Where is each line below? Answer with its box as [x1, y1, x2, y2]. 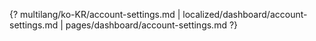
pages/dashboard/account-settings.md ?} [65, 19, 239, 31]
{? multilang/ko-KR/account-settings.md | [9, 9, 181, 20]
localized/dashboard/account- [182, 9, 308, 20]
